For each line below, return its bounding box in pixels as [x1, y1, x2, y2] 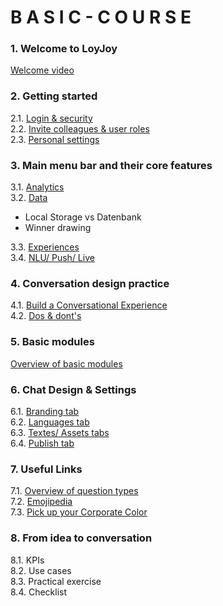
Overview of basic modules [10, 357, 123, 370]
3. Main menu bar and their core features [10, 158, 213, 172]
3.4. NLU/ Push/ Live [10, 252, 95, 264]
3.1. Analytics [10, 181, 65, 193]
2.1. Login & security [10, 112, 93, 124]
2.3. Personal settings [10, 133, 100, 145]
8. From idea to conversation [10, 531, 153, 545]
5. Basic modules [10, 335, 95, 349]
